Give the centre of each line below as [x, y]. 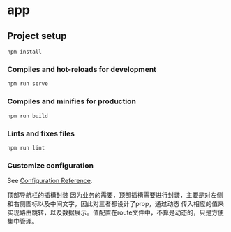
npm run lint [26, 148]
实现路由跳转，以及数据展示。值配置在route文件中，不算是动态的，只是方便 [116, 212]
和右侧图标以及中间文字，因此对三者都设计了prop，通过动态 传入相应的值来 [116, 204]
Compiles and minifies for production [72, 101]
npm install [24, 52]
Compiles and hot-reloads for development [82, 69]
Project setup [37, 36]
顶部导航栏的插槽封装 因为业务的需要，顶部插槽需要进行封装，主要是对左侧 [115, 195]
